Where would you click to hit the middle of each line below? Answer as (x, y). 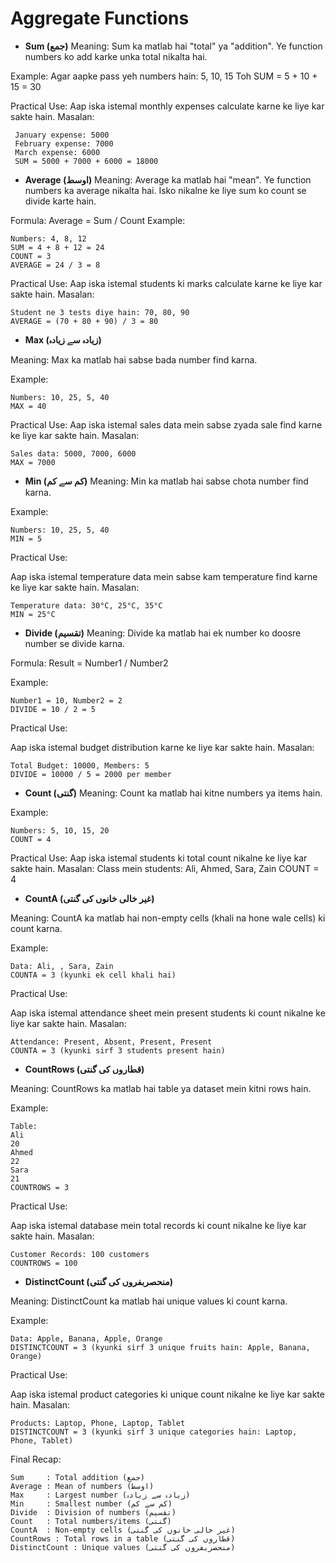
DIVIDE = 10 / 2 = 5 (53, 709)
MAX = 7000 (33, 462)
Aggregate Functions (100, 18)
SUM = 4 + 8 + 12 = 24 (57, 247)
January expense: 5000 (62, 135)
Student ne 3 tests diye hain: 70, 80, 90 (100, 312)
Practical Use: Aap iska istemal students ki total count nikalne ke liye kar (159, 858)
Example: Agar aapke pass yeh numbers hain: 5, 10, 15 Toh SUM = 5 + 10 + (164, 76)
